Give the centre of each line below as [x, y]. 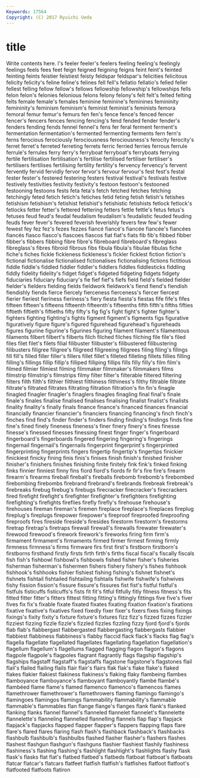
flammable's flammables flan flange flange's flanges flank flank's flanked [96, 706]
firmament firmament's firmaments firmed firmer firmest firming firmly [93, 541]
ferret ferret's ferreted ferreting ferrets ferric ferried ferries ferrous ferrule [97, 146]
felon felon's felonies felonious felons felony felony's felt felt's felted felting [99, 95]
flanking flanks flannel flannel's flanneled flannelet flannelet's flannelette [96, 713]
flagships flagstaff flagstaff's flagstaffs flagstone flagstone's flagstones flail [99, 662]
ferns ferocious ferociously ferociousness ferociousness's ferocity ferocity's [100, 140]
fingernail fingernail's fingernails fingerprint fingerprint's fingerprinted [92, 445]
